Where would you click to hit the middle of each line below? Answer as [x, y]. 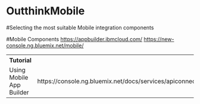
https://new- [159, 39]
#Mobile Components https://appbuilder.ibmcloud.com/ [74, 39]
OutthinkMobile [46, 11]
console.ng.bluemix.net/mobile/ [45, 45]
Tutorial [20, 60]
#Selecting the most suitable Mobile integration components [80, 27]
